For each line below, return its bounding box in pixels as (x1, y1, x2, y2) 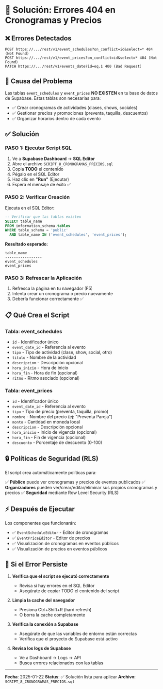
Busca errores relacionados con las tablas (19, 660, 103, 666)
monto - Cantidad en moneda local (12, 419, 80, 425)
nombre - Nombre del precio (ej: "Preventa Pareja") (12, 414, 113, 420)
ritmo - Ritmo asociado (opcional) (12, 375, 80, 381)
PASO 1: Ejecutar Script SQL (5, 144, 72, 151)
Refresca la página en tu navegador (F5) (12, 285, 93, 291)
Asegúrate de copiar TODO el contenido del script (19, 588, 120, 594)
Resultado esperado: (5, 241, 49, 247)
